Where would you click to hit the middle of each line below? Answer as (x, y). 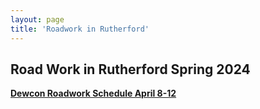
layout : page (37, 19)
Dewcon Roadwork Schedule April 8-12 (93, 93)
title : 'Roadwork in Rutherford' (80, 29)
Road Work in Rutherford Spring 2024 (130, 69)
